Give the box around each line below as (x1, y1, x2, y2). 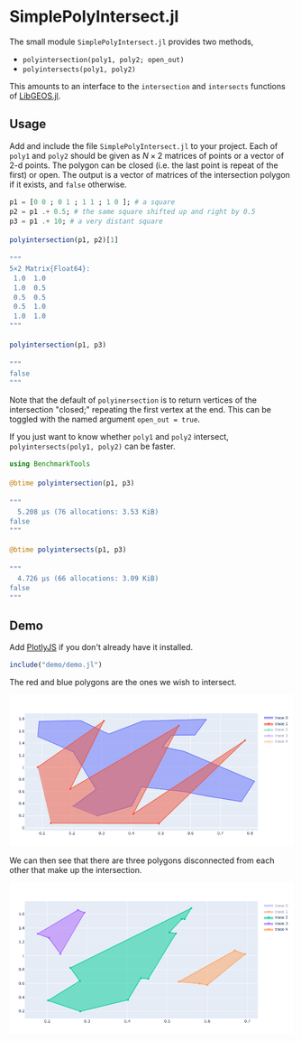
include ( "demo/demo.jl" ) (9, 661, 103, 670)
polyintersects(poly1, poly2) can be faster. (9, 441, 176, 452)
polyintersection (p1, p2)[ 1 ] (9, 236, 119, 245)
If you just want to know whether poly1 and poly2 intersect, (9, 432, 229, 442)
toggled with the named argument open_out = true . (9, 414, 201, 425)
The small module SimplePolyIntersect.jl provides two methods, (9, 36, 254, 47)
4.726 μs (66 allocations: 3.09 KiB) (17, 573, 160, 583)
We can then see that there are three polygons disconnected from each (9, 855, 275, 866)
